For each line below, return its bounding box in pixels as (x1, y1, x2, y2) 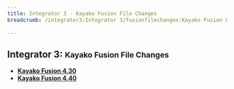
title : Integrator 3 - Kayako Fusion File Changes (7, 10, 157, 17)
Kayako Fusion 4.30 (17, 67, 77, 75)
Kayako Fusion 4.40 (17, 74, 77, 83)
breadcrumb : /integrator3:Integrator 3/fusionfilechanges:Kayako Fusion (7, 17, 223, 23)
